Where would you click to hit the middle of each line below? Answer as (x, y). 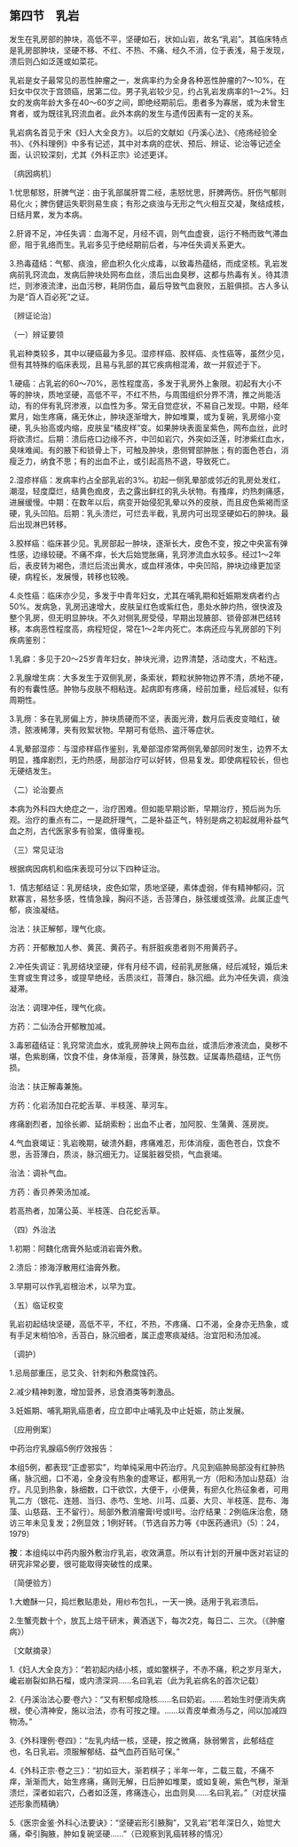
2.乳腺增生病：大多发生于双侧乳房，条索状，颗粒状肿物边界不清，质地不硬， (149, 677)
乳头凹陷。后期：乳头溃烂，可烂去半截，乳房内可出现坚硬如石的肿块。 (153, 513)
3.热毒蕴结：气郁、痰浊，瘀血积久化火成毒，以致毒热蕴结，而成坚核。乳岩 (145, 263)
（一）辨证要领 (36, 334)
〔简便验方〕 (32, 1582)
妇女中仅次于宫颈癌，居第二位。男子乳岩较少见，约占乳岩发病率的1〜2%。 (145, 91)
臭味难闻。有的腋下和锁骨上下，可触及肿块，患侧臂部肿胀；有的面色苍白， (145, 450)
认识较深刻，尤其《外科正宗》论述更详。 (98, 155)
